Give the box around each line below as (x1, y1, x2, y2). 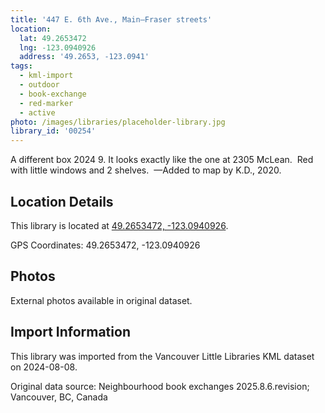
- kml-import (19, 71, 74, 81)
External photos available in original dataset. (10, 294, 193, 306)
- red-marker (19, 98, 74, 108)
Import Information (10, 324, 131, 341)
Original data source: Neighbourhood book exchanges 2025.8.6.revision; (10, 380, 310, 392)
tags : (10, 61, 33, 71)
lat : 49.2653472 (19, 33, 87, 43)
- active (19, 107, 56, 118)
